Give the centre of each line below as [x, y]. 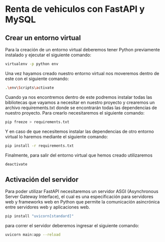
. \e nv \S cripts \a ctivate [30, 87]
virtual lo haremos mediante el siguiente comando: [57, 136]
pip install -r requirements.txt [40, 146]
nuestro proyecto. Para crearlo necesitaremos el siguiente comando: [75, 113]
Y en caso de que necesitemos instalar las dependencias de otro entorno [80, 131]
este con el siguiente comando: [37, 79]
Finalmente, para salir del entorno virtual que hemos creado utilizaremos [79, 155]
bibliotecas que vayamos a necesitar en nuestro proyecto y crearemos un [80, 102]
